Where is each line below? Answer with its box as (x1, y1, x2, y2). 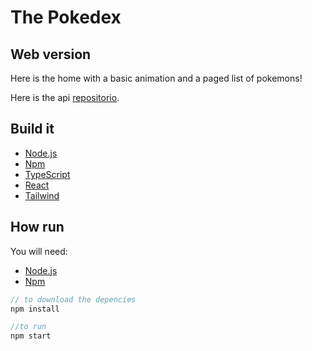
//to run (10, 322, 47, 332)
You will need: (10, 245, 68, 257)
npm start (10, 331, 52, 341)
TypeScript (24, 168, 71, 180)
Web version (10, 46, 92, 63)
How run (10, 219, 65, 236)
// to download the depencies (10, 294, 137, 305)
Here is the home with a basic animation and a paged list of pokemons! (10, 72, 303, 84)
